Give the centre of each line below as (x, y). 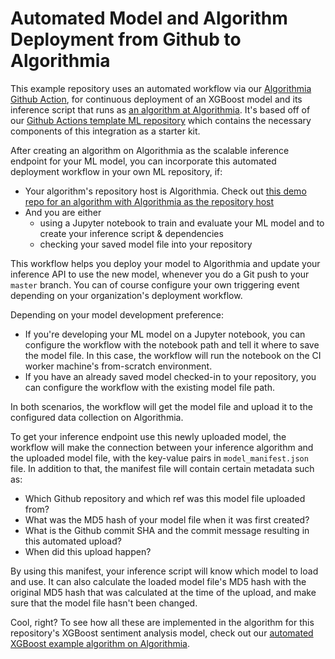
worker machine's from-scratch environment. (118, 366)
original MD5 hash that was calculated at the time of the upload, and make (163, 592)
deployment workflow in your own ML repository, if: (116, 171)
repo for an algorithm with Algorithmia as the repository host (149, 201)
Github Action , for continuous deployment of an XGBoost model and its (156, 99)
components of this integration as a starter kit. (105, 131)
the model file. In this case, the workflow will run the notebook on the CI (173, 355)
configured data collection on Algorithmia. (97, 417)
